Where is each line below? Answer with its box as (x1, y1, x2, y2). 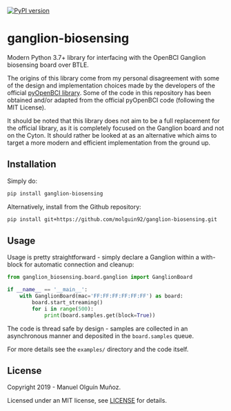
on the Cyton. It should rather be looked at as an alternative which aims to (7, 131, 217, 139)
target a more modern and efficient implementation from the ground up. (7, 138, 211, 147)
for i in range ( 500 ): (32, 305, 94, 313)
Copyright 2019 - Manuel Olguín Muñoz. (7, 383, 121, 392)
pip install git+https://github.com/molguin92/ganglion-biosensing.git (7, 215, 217, 223)
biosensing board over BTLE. (7, 61, 90, 69)
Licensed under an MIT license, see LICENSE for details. (7, 397, 168, 405)
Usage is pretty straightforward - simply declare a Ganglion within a (7, 253, 199, 262)
